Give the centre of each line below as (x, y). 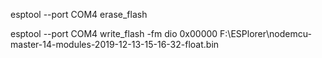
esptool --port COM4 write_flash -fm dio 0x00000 (114, 33)
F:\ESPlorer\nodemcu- (265, 33)
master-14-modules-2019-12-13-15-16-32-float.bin (115, 44)
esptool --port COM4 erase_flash (79, 14)
